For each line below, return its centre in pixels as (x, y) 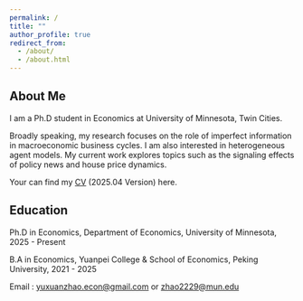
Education (39, 210)
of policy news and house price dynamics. (88, 165)
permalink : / (34, 18)
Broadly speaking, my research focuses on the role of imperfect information (151, 136)
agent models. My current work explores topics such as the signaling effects (152, 155)
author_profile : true (50, 34)
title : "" (28, 26)
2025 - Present (38, 241)
